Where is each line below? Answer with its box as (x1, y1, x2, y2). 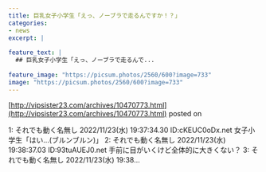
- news (8, 26, 30, 34)
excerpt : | (8, 33, 45, 42)
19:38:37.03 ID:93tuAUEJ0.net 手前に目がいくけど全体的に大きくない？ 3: (8, 145, 250, 154)
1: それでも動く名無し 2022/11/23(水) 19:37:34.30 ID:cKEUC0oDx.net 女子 (8, 125, 248, 135)
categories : (8, 19, 48, 27)
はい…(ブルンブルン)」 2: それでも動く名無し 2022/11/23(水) (29, 135, 226, 144)
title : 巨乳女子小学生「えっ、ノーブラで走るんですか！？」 (8, 11, 182, 20)
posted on (168, 108, 202, 118)
